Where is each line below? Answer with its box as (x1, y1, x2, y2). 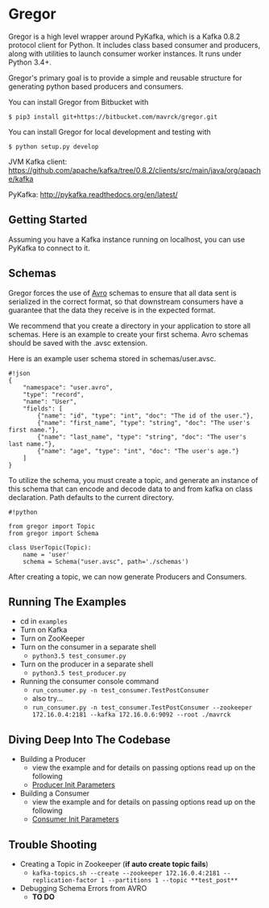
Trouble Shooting (8, 838, 97, 851)
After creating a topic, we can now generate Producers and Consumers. (8, 571, 247, 582)
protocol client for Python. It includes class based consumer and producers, (8, 40, 260, 49)
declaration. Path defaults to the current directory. (8, 492, 175, 502)
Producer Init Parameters (31, 780, 115, 790)
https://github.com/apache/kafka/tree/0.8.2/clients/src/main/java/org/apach (8, 165, 262, 174)
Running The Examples (8, 595, 127, 608)
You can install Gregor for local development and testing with (8, 127, 211, 137)
